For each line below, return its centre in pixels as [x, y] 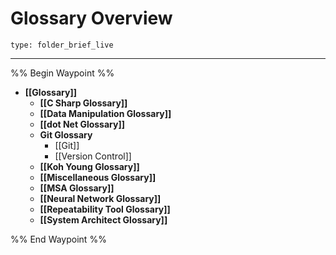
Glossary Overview [91, 18]
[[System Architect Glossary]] [103, 219]
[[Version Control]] [93, 156]
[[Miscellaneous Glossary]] [98, 177]
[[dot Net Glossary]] [82, 124]
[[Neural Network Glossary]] [100, 198]
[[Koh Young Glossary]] [89, 166]
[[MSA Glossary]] [77, 188]
